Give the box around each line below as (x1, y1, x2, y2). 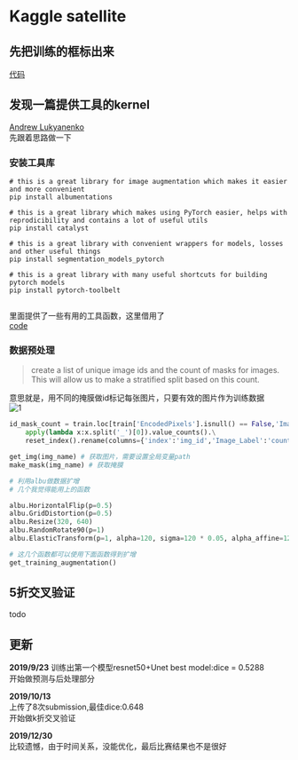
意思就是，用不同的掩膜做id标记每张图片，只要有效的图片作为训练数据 (9, 392, 264, 403)
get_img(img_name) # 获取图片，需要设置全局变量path (9, 453, 191, 462)
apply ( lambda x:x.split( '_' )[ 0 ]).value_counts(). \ (25, 428, 216, 437)
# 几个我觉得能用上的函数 (9, 485, 90, 494)
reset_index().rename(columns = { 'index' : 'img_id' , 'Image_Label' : (25, 437, 268, 446)
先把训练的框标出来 (9, 44, 114, 59)
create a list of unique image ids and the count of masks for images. (30, 365, 280, 376)
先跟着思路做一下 (9, 131, 72, 143)
